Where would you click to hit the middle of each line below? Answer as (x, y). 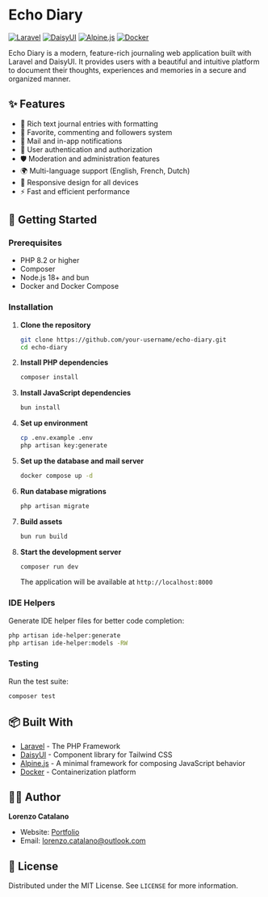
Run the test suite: (38, 681)
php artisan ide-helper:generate (65, 635)
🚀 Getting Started (53, 220)
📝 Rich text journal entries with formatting (89, 124)
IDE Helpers (32, 603)
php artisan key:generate (63, 446)
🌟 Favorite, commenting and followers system (96, 132)
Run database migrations (63, 491)
